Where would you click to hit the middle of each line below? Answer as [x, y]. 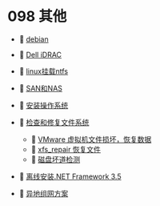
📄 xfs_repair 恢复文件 [66, 149]
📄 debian [34, 39]
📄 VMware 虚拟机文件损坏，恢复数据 [91, 139]
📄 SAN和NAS [41, 88]
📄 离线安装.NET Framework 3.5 [70, 176]
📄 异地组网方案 [44, 193]
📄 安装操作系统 [44, 105]
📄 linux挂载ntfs [44, 71]
